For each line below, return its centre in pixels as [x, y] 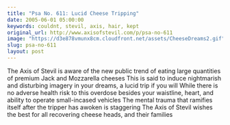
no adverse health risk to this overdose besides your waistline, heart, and [111, 92]
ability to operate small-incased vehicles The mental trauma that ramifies [110, 100]
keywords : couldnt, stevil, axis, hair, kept [73, 26]
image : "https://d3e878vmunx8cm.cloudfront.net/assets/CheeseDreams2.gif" [116, 39]
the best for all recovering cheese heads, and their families [90, 114]
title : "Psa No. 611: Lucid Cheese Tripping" [73, 13]
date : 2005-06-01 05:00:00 [46, 20]
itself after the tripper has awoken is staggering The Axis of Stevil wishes [110, 107]
